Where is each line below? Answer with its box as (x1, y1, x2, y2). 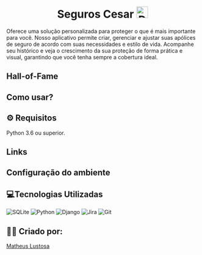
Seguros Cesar (57, 7, 134, 21)
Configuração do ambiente (6, 168, 111, 178)
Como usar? (6, 92, 54, 102)
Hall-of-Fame (6, 71, 59, 82)
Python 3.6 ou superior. (6, 129, 65, 136)
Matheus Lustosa (6, 242, 50, 249)
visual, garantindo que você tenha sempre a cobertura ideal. (6, 53, 158, 61)
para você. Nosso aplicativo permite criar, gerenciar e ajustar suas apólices (6, 34, 196, 41)
